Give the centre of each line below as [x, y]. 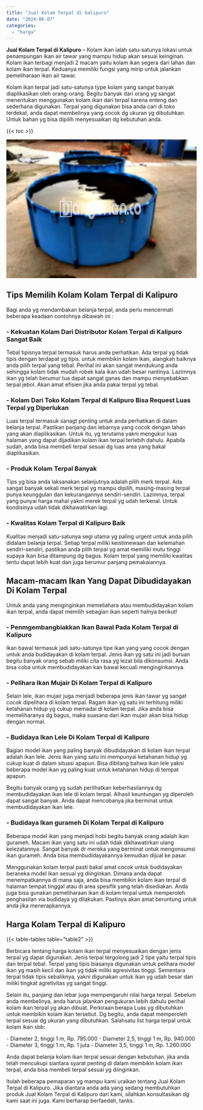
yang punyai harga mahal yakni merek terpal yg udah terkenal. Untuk [92, 501]
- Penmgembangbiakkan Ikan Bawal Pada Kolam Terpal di [92, 627]
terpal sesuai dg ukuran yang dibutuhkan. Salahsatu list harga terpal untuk [99, 1020]
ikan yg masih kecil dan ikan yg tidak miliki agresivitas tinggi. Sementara [96, 970]
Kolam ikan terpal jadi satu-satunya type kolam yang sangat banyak [90, 87]
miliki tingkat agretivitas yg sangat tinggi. [57, 983]
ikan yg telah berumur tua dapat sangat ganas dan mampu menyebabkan [97, 378]
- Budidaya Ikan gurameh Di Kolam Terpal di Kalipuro [85, 823]
